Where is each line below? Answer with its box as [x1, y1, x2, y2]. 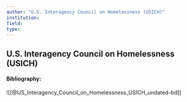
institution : [6, 15, 40, 21]
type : [6, 26, 20, 32]
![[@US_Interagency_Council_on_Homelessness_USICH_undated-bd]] [6, 89, 182, 96]
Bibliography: [6, 75, 42, 82]
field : [6, 20, 23, 26]
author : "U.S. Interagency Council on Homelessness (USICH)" [6, 9, 166, 15]
